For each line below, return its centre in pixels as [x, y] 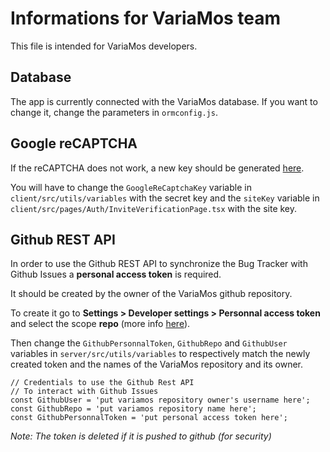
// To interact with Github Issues [84, 392]
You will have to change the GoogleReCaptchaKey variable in [131, 187]
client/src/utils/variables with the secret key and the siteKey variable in [165, 198]
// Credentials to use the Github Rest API [102, 383]
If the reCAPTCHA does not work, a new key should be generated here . [157, 168]
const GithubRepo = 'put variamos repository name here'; [133, 409]
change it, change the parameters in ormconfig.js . [114, 112]
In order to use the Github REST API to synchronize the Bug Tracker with [159, 264]
